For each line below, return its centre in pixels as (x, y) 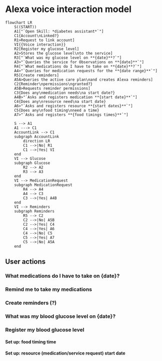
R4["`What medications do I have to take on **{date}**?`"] (78, 66)
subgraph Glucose (32, 163)
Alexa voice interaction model (68, 9)
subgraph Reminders (34, 211)
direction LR (37, 141)
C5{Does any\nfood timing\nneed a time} (57, 110)
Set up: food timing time (31, 341)
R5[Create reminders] (36, 75)
